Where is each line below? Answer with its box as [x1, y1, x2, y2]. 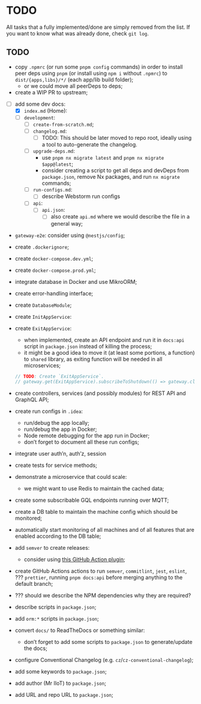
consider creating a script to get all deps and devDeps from [41, 167, 189, 174]
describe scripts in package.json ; [14, 604, 97, 611]
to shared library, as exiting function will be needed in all [23, 355, 163, 363]
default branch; [14, 580, 53, 588]
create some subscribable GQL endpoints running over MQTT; [14, 496, 169, 504]
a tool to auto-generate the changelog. [41, 141, 138, 148]
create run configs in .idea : [14, 408, 83, 415]
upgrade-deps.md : [32, 148, 75, 155]
